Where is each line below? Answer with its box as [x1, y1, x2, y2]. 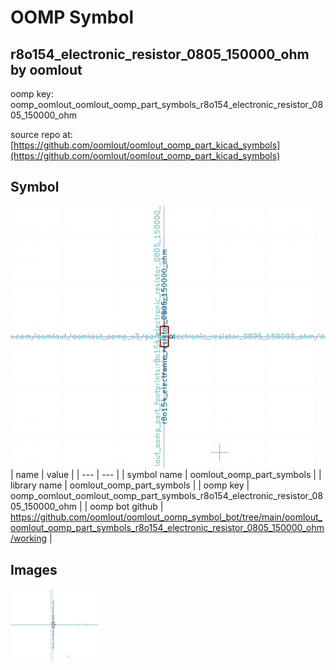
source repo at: [10, 129, 73, 140]
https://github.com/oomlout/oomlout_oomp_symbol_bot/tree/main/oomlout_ [10, 511, 323, 523]
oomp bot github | [89, 501, 164, 513]
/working [10, 532, 48, 545]
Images [10, 561, 58, 578]
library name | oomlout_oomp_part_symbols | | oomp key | [10, 479, 250, 491]
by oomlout [10, 61, 83, 78]
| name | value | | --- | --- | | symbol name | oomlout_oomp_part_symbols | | [10, 469, 322, 481]
